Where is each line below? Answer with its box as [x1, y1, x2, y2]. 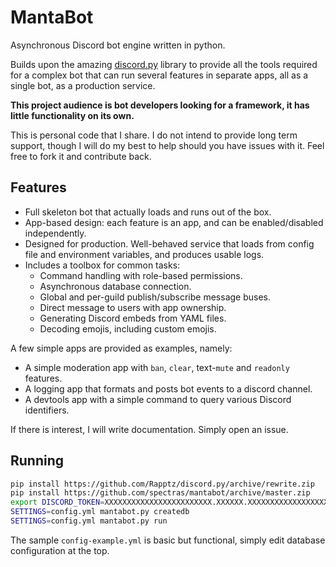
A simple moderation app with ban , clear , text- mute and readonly [24, 361, 290, 373]
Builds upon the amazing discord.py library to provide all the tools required [10, 58, 318, 70]
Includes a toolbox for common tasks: [24, 259, 181, 271]
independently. [24, 227, 87, 239]
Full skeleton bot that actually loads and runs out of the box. [24, 206, 272, 218]
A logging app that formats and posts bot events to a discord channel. [24, 382, 313, 395]
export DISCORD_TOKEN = [10, 497, 105, 508]
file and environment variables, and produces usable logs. [24, 248, 265, 260]
